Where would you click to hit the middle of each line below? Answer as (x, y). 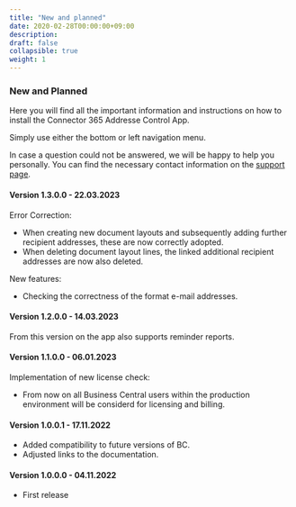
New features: (36, 278)
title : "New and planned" (58, 18)
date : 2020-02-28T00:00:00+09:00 (72, 26)
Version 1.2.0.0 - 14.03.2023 (64, 317)
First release (45, 495)
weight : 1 (28, 59)
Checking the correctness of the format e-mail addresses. (130, 296)
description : (34, 34)
